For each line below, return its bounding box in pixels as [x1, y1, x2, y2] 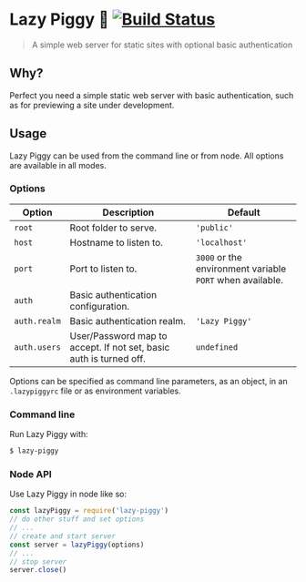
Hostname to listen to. [69, 236, 164, 249]
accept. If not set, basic [69, 341, 170, 353]
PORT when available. [195, 273, 284, 286]
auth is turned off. [69, 352, 146, 364]
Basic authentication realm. [69, 314, 187, 327]
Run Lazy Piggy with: [9, 429, 88, 440]
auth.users [14, 342, 61, 352]
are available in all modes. [9, 159, 107, 170]
